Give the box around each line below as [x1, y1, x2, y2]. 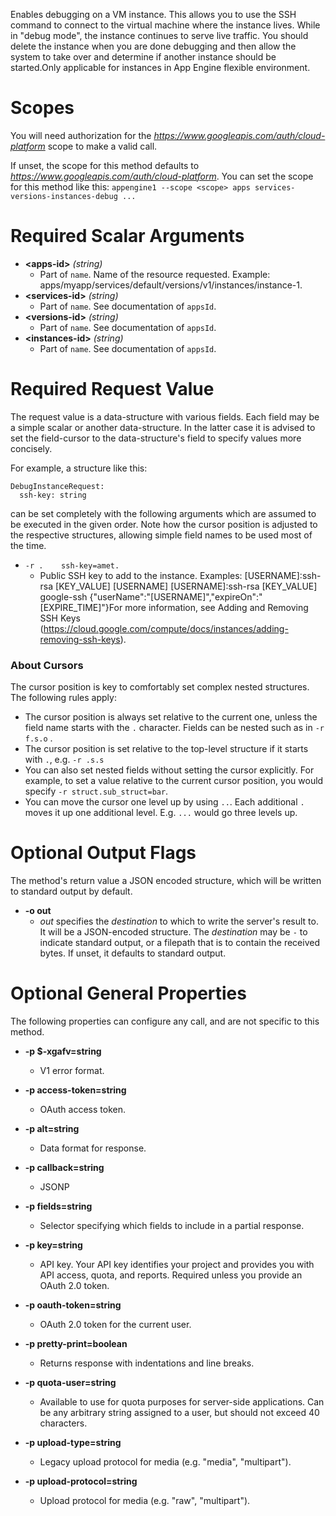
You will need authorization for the [10, 129, 152, 141]
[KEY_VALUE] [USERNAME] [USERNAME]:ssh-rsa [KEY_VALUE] [55, 580, 318, 592]
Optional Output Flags [10, 842, 197, 864]
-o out [24, 905, 52, 917]
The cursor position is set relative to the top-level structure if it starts [24, 743, 309, 755]
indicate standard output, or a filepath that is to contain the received [39, 937, 320, 949]
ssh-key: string [19, 490, 87, 500]
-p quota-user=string [24, 1376, 117, 1388]
